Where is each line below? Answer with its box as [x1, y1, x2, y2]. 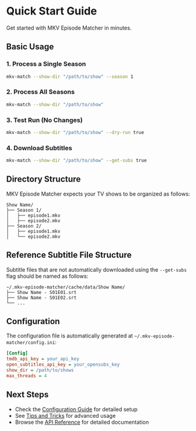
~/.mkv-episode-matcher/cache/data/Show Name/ [6, 284, 125, 290]
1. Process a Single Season [6, 60, 86, 68]
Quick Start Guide [6, 4, 98, 18]
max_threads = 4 [6, 372, 47, 378]
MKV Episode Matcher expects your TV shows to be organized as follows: [6, 190, 191, 197]
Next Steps [6, 389, 49, 400]
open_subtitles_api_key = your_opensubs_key [6, 362, 120, 368]
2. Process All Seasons [6, 88, 75, 96]
